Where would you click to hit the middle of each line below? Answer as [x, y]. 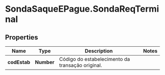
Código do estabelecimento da [95, 59]
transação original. [81, 65]
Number [45, 62]
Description [99, 51]
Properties [22, 37]
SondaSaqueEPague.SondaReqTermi [82, 9]
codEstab [19, 62]
